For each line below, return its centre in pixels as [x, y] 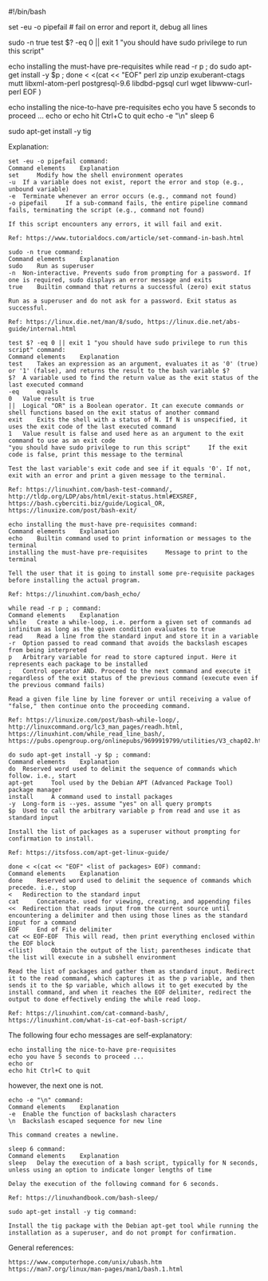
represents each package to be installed [78, 664]
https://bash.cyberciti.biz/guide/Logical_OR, [87, 504]
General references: [41, 1247]
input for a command [43, 923]
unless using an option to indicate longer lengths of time [110, 1170]
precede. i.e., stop [43, 888]
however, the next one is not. [56, 1085]
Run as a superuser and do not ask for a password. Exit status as [123, 301]
